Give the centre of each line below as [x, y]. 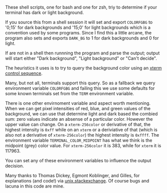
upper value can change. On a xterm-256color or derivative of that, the [78, 124]
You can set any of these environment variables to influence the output [78, 161]
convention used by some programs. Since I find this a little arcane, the [78, 33]
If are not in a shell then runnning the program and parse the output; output [82, 53]
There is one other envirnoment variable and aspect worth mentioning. [78, 103]
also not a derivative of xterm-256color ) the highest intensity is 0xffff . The [82, 135]
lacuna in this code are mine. [35, 186]
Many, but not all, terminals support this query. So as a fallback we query [80, 83]
